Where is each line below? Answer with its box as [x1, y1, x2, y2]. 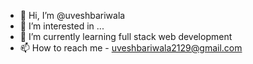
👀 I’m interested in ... [19, 20, 105, 32]
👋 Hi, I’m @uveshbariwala [19, 10, 126, 21]
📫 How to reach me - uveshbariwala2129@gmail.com [19, 42, 243, 54]
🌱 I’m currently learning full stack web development [19, 31, 233, 42]
